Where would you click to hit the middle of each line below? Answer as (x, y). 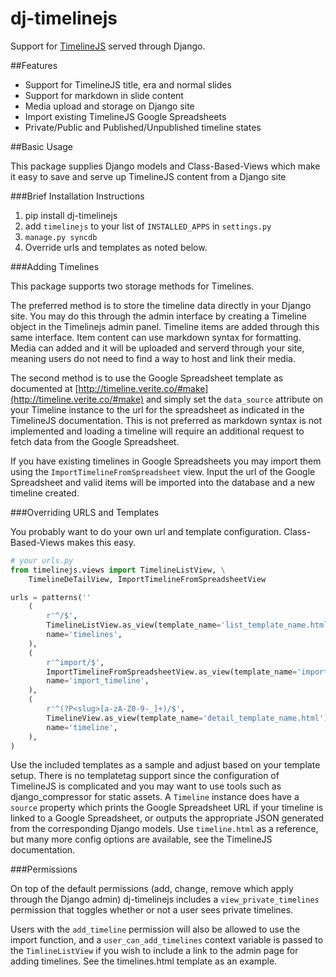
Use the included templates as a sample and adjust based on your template (165, 765)
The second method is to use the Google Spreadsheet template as (147, 378)
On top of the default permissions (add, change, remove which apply (152, 889)
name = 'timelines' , (84, 635)
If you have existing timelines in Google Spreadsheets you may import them (166, 461)
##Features (34, 65)
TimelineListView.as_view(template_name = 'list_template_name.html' (189, 625)
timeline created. (45, 493)
